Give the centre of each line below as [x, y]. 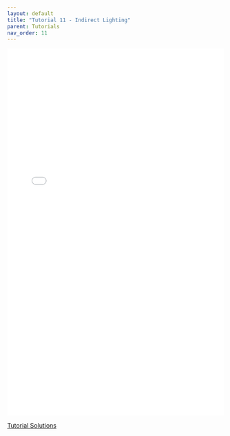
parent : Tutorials [33, 26]
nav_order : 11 [28, 33]
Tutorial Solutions [32, 426]
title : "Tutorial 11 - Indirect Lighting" [69, 20]
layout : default [30, 13]
